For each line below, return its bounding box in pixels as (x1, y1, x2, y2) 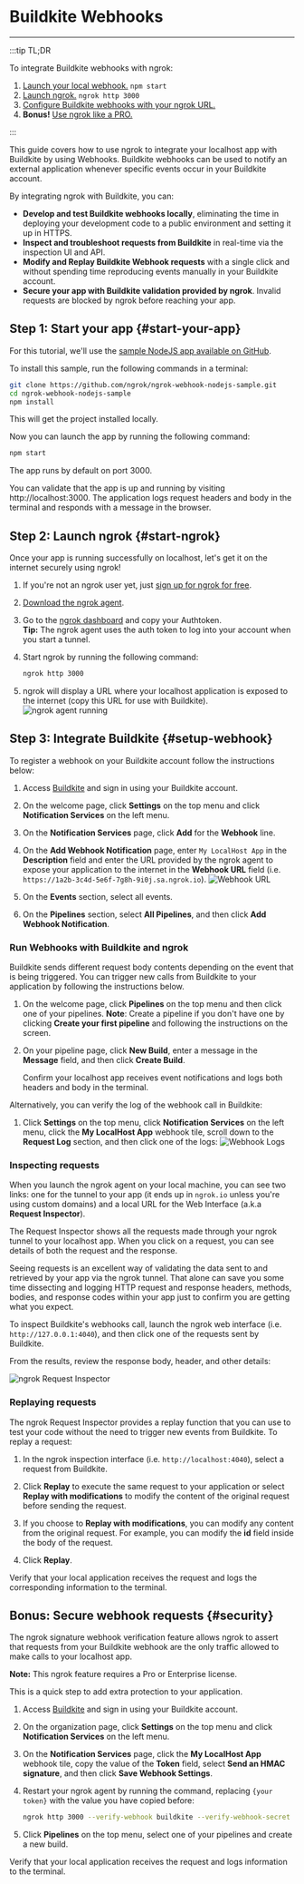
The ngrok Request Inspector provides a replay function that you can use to (9, 1417, 291, 1428)
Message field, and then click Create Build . (22, 1055, 185, 1066)
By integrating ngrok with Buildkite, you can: (9, 190, 175, 201)
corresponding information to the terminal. (9, 1581, 167, 1593)
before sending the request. (22, 1499, 127, 1511)
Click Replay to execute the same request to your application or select (22, 1480, 285, 1491)
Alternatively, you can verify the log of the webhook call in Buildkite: (9, 1099, 263, 1110)
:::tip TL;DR (9, 44, 52, 55)
